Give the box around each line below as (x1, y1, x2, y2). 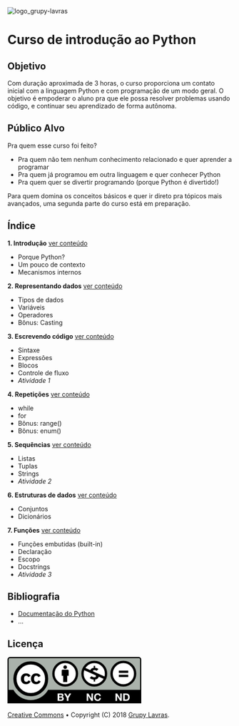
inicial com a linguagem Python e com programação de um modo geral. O (7, 86, 224, 95)
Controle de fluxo (17, 368, 69, 377)
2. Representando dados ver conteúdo (7, 282, 123, 290)
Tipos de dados (17, 295, 64, 304)
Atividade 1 (17, 376, 51, 384)
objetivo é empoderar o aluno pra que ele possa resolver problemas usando (7, 94, 230, 103)
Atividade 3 (17, 570, 52, 578)
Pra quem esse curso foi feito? (7, 141, 98, 150)
